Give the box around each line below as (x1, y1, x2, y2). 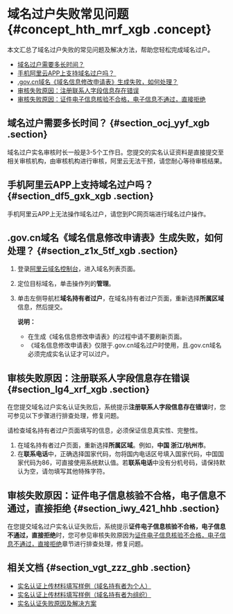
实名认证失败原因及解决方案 (17, 599, 97, 607)
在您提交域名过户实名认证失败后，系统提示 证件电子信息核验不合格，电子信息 (7, 522, 226, 531)
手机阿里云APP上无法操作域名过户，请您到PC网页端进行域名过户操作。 (7, 209, 210, 218)
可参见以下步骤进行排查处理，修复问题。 (7, 412, 123, 420)
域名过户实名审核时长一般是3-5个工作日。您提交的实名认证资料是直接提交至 (7, 147, 224, 156)
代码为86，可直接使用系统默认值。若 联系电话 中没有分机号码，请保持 (23, 458, 220, 467)
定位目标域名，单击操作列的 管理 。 (17, 280, 115, 288)
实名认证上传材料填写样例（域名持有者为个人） (17, 581, 151, 590)
